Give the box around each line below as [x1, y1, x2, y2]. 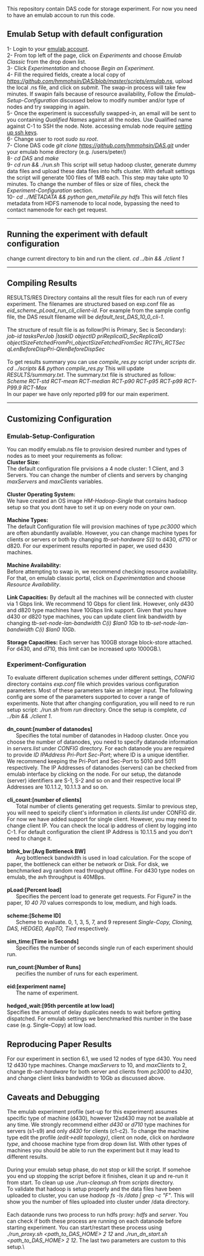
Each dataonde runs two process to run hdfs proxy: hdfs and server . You [7, 1211, 188, 1218]
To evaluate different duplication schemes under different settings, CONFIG [7, 674, 196, 681]
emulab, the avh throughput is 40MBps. [7, 873, 106, 881]
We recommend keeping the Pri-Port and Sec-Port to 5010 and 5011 [7, 758, 176, 765]
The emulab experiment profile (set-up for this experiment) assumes [7, 1108, 178, 1116]
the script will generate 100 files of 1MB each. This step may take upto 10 [7, 174, 189, 181]
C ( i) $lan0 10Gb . [35, 626, 76, 633]
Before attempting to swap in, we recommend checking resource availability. [7, 568, 198, 575]
